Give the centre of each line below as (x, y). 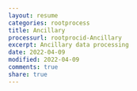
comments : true (33, 67)
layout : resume (33, 15)
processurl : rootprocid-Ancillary (65, 38)
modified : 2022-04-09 (44, 60)
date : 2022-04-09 (37, 52)
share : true (28, 74)
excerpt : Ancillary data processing (68, 45)
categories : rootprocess (49, 23)
